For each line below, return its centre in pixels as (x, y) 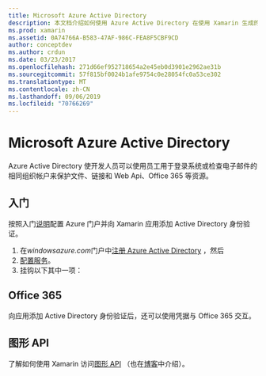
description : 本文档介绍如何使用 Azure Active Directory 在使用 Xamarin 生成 (131, 23)
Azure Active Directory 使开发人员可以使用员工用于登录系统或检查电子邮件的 (133, 166)
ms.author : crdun (37, 52)
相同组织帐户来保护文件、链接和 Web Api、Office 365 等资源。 (110, 176)
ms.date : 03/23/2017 (42, 60)
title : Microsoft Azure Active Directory (78, 15)
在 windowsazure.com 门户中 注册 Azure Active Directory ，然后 (122, 250)
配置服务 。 (37, 260)
